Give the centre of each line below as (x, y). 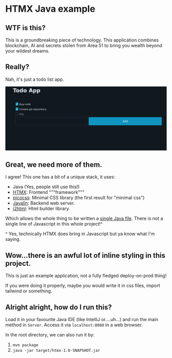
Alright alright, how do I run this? (59, 307)
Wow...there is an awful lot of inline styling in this (85, 255)
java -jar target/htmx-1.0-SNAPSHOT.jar (56, 351)
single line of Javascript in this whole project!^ (54, 224)
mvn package (25, 345)
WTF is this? (26, 28)
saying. (13, 239)
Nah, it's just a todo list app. (35, 79)
